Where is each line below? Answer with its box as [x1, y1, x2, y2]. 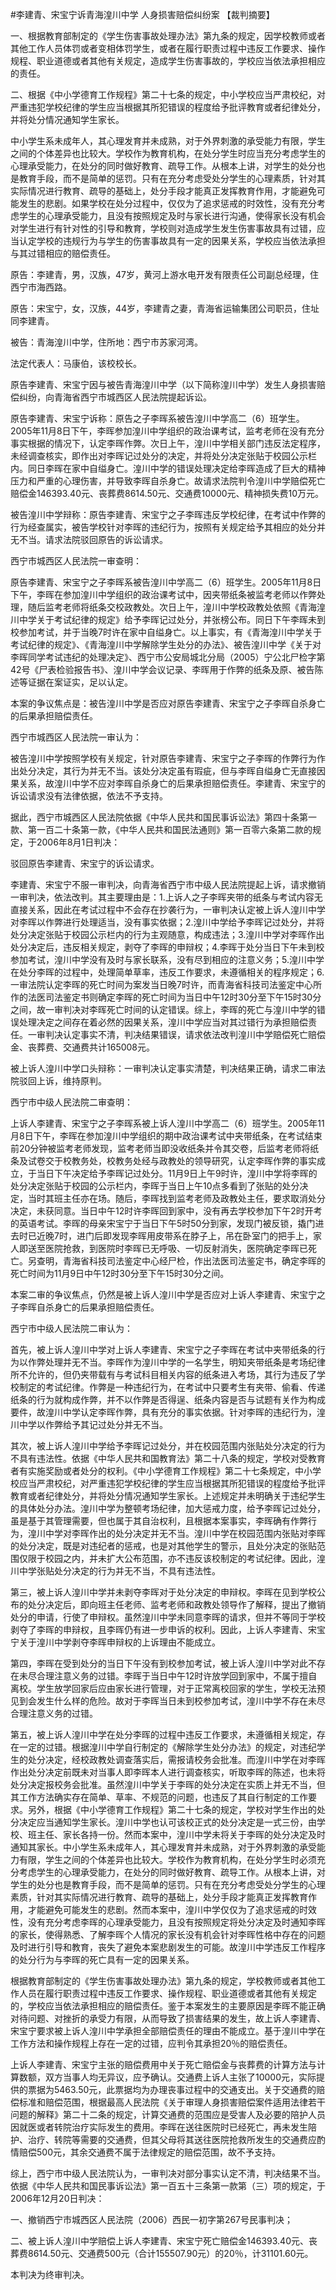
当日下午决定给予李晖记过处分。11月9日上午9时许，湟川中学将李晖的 [36, 1168, 318, 1179]
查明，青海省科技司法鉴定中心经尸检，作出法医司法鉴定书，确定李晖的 [36, 1255, 326, 1267]
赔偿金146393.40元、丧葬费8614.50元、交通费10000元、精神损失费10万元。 [10, 488, 325, 499]
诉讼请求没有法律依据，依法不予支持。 [10, 790, 168, 802]
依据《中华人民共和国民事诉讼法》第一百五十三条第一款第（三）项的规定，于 [10, 2180, 326, 2192]
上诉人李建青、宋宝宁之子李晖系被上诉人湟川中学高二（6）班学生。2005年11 [10, 1118, 325, 1129]
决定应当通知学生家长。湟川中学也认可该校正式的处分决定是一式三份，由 [18, 1816, 317, 1828]
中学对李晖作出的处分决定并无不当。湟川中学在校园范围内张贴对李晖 [44, 1528, 326, 1539]
